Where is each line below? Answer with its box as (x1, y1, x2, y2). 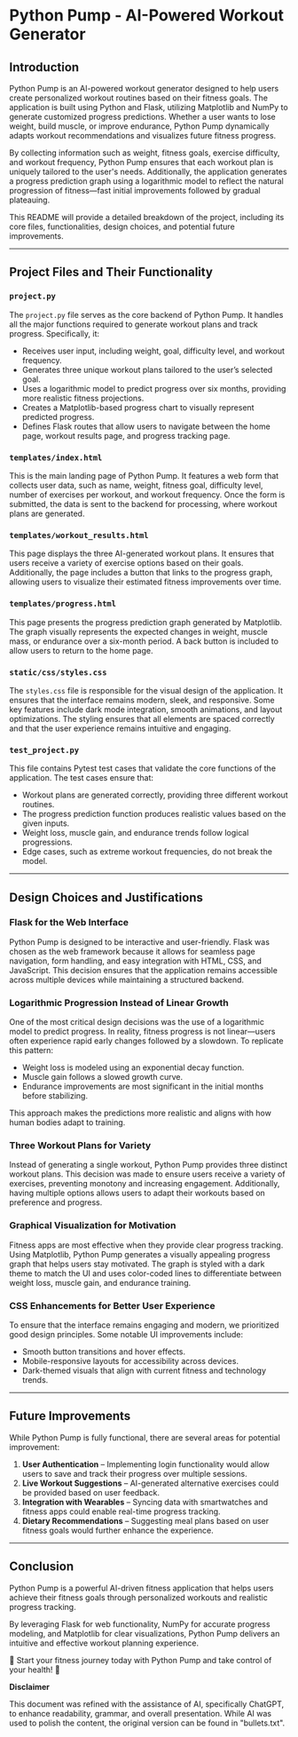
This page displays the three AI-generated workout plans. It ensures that (9, 548, 275, 559)
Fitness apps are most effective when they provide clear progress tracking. (9, 1240, 284, 1250)
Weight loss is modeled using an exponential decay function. (21, 1062, 245, 1073)
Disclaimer (9, 1681, 51, 1692)
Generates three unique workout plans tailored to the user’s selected (21, 364, 273, 375)
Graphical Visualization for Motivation (9, 1219, 176, 1232)
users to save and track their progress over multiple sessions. (21, 1468, 247, 1479)
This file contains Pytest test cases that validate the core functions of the (9, 763, 277, 773)
